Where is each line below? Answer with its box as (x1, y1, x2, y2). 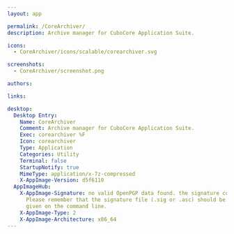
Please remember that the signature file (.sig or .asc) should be (25, 196, 226, 203)
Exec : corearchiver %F (19, 131, 86, 138)
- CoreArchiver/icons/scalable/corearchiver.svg (13, 48, 157, 56)
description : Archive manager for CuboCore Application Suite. (7, 29, 195, 36)
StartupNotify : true (19, 163, 79, 171)
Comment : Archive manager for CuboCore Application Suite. (19, 125, 195, 132)
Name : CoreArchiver (19, 118, 77, 126)
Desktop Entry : (13, 112, 58, 119)
